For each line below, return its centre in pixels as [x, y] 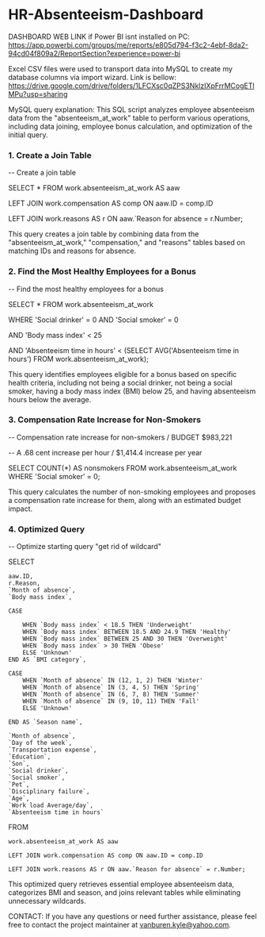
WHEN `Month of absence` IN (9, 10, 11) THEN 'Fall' [111, 701]
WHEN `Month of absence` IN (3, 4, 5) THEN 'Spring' [111, 688]
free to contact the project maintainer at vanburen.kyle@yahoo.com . [120, 925]
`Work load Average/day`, [51, 806]
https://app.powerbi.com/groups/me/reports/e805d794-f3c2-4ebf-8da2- [129, 44]
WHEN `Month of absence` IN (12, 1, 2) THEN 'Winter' [113, 681]
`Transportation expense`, [53, 750]
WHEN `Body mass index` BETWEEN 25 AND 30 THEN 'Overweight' [125, 639]
